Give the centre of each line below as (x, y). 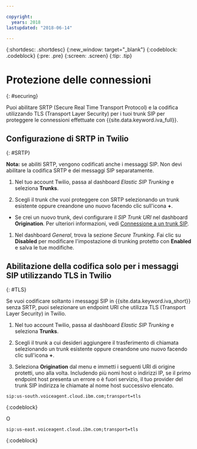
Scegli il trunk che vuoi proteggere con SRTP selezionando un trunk (97, 200)
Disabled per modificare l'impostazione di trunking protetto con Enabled (103, 241)
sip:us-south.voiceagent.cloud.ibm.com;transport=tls (74, 396)
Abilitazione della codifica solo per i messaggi (92, 266)
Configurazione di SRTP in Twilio (67, 138)
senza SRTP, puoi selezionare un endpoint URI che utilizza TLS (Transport (96, 307)
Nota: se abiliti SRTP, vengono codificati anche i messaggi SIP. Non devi (94, 164)
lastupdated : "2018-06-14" (39, 28)
